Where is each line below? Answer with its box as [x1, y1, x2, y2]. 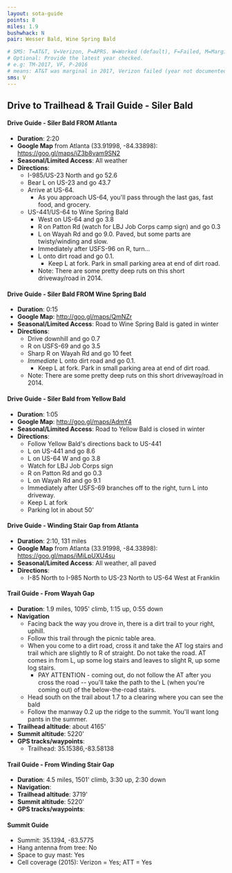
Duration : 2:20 [17, 134, 60, 143]
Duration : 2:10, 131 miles [17, 537, 87, 545]
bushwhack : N [7, 29, 45, 37]
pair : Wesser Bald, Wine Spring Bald [7, 36, 116, 43]
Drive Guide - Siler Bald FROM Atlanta [7, 119, 117, 127]
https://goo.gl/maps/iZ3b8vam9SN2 [17, 149, 121, 158]
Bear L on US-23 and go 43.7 [27, 178, 111, 187]
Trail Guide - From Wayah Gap [7, 589, 95, 598]
